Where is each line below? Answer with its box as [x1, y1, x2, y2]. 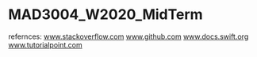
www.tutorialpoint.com [8, 40, 83, 49]
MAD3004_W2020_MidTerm [8, 6, 204, 24]
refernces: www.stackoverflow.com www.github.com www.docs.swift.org [8, 32, 249, 41]
